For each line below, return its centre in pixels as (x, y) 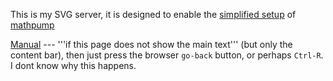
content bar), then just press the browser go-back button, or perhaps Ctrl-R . (167, 55)
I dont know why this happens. (73, 65)
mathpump (32, 25)
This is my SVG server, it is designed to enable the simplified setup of (153, 14)
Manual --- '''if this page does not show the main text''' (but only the (151, 44)
